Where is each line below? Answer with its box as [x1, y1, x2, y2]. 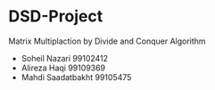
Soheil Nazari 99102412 [21, 53, 109, 63]
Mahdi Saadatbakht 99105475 [21, 71, 132, 82]
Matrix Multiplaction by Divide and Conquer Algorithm [8, 36, 206, 46]
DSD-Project [8, 6, 103, 27]
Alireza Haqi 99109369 [21, 62, 106, 73]
